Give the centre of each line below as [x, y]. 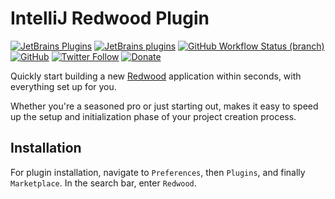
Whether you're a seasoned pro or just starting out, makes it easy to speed [164, 106]
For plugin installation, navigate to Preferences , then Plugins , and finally [158, 172]
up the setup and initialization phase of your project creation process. [153, 116]
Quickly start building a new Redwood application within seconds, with [156, 76]
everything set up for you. [63, 86]
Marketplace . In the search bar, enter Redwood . [103, 183]
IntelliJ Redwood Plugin [110, 18]
